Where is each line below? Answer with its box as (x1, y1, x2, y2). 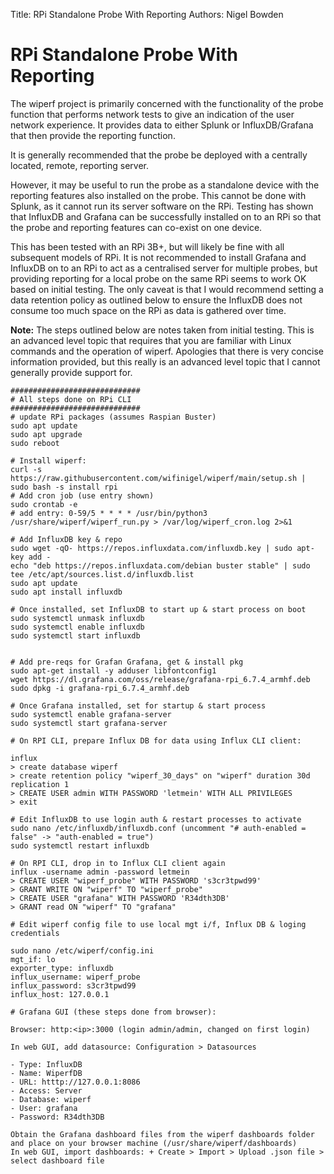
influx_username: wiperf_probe (10, 972, 141, 982)
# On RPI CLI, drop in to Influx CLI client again (10, 858, 226, 868)
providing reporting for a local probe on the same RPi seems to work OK (10, 272, 307, 284)
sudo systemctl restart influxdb (10, 840, 150, 851)
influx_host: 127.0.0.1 (10, 989, 110, 999)
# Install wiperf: (10, 455, 87, 466)
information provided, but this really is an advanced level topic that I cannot (10, 355, 321, 368)
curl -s (10, 464, 43, 474)
